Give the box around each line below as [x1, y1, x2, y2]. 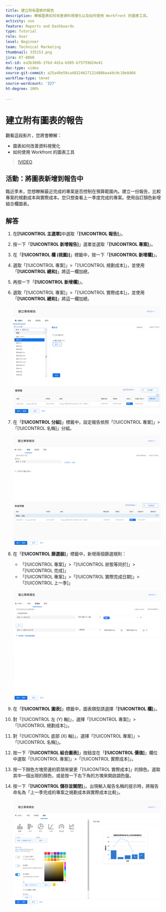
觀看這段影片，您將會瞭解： [5, 132, 62, 138]
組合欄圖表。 [5, 201, 32, 207]
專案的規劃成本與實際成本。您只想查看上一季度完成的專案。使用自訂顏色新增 [5, 194, 161, 200]
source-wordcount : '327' [5, 81, 57, 86]
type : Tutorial [5, 29, 37, 34]
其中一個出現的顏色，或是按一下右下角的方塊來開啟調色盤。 [12, 772, 134, 779]
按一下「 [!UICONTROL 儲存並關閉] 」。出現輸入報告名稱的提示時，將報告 [12, 783, 159, 789]
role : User [5, 34, 28, 39]
